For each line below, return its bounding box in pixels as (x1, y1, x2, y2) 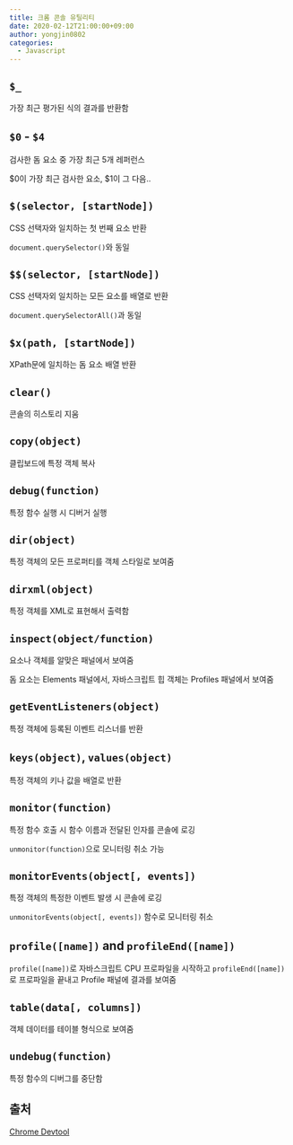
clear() (9, 385, 52, 399)
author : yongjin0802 (9, 30, 87, 39)
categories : (9, 38, 54, 48)
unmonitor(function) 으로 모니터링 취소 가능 (9, 843, 165, 854)
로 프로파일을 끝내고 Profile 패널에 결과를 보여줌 (9, 974, 177, 985)
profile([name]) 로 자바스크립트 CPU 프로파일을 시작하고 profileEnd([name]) (9, 963, 285, 974)
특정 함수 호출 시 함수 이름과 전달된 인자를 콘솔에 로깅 (9, 824, 195, 835)
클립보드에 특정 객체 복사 (9, 457, 96, 468)
